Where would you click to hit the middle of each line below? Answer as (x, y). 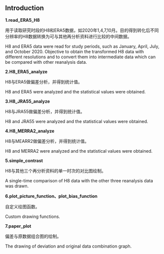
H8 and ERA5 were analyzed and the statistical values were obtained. (76, 91)
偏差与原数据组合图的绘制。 (33, 236)
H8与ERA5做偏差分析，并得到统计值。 (44, 82)
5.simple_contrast (24, 161)
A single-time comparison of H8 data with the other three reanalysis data (79, 180)
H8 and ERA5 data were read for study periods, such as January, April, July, (82, 46)
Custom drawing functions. (33, 216)
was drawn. (17, 186)
